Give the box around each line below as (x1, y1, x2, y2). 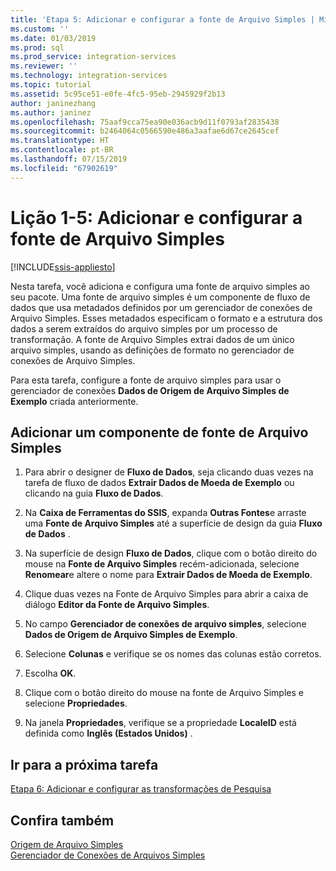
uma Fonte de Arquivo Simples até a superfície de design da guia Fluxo (24, 517, 323, 530)
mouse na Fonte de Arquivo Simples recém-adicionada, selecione (24, 558, 300, 570)
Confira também (10, 812, 115, 829)
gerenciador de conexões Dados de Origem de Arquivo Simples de (10, 384, 290, 396)
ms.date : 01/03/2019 (10, 33, 97, 43)
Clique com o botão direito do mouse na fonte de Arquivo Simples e (24, 687, 304, 699)
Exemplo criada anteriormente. (10, 395, 139, 407)
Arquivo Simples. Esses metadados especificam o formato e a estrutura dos (10, 312, 323, 324)
